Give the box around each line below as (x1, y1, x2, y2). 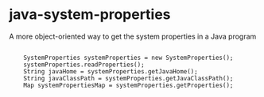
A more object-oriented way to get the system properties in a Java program (9, 32, 257, 41)
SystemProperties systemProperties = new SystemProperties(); (23, 54, 234, 62)
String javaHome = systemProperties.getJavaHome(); (23, 67, 198, 76)
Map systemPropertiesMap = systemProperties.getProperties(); (23, 81, 234, 89)
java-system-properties (9, 6, 171, 24)
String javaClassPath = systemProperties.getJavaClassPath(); (23, 74, 234, 82)
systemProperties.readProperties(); (23, 61, 146, 69)
